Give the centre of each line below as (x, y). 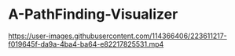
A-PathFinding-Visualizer (93, 14)
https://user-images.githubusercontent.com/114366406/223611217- (118, 36)
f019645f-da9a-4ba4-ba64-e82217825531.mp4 (86, 44)
